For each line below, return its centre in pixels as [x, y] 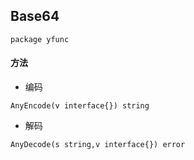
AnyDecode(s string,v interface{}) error [98, 145]
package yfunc [40, 39]
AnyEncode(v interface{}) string [80, 106]
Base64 [35, 16]
